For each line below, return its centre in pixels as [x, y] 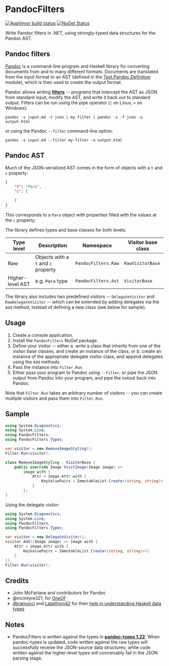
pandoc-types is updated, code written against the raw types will [80, 642]
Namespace [97, 245]
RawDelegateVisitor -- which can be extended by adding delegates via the [82, 302]
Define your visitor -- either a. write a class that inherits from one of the [87, 346]
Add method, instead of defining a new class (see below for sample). [76, 307]
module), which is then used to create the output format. [64, 82]
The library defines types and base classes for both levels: [66, 230]
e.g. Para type [51, 281]
